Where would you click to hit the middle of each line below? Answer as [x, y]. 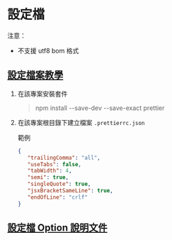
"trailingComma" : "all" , [64, 158]
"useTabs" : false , [55, 164]
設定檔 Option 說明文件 [57, 228]
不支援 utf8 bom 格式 [48, 50]
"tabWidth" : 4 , [50, 171]
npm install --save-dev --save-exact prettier [100, 108]
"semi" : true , [48, 178]
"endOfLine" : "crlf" [58, 197]
